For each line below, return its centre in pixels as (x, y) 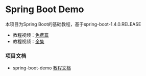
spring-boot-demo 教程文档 (42, 68)
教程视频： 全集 (28, 41)
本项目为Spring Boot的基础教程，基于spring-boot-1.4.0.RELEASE (73, 24)
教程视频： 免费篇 (31, 35)
